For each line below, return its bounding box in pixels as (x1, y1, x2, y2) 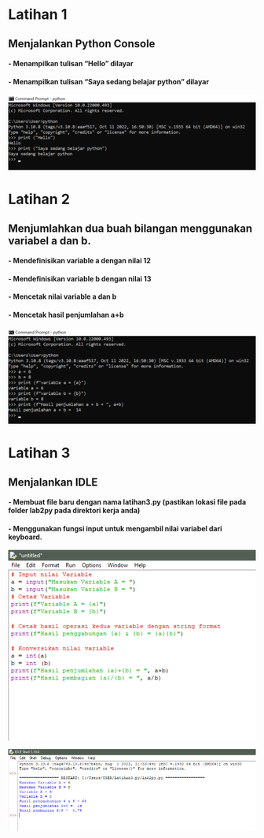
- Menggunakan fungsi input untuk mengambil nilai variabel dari (8, 523, 222, 533)
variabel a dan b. (8, 234, 92, 248)
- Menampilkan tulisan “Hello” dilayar (8, 59, 134, 69)
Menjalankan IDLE (8, 475, 98, 489)
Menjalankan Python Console (8, 37, 156, 50)
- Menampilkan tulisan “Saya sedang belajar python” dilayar (8, 76, 210, 86)
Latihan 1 (8, 6, 68, 24)
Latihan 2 (8, 191, 71, 208)
